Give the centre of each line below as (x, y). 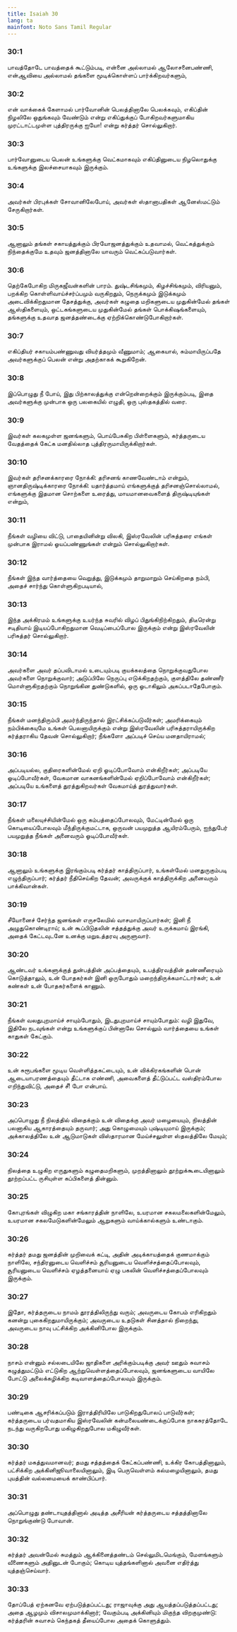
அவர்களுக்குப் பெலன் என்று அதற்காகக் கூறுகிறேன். (77, 359)
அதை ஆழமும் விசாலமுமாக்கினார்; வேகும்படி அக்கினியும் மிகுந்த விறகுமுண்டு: (112, 1612)
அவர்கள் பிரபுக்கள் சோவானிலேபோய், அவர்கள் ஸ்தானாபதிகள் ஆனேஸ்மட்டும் (114, 201)
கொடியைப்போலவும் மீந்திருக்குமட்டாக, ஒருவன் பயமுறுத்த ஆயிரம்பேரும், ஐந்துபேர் (117, 828)
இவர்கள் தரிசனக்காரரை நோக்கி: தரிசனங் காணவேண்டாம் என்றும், (98, 478)
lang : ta (20, 20)
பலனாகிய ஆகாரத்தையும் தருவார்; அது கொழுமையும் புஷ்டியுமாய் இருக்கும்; (107, 1128)
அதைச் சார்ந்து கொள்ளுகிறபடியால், (55, 585)
